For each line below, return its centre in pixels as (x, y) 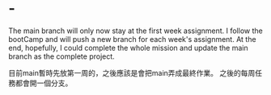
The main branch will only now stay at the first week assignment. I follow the (135, 31)
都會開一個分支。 (44, 83)
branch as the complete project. (61, 56)
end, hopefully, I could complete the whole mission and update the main (128, 47)
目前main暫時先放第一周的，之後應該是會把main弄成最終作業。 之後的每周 (132, 72)
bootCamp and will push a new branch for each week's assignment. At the (132, 39)
